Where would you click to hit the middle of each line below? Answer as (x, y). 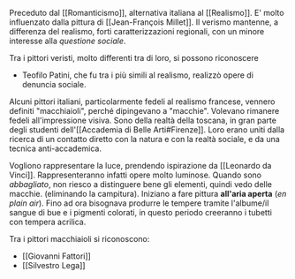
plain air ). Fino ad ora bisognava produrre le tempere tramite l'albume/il (139, 203)
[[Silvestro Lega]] (53, 265)
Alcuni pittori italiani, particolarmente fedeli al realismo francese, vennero (142, 102)
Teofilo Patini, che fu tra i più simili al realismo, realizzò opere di (138, 75)
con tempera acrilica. (48, 222)
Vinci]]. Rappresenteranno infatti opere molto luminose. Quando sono (136, 175)
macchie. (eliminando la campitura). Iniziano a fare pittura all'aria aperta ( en (148, 194)
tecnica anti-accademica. (56, 148)
